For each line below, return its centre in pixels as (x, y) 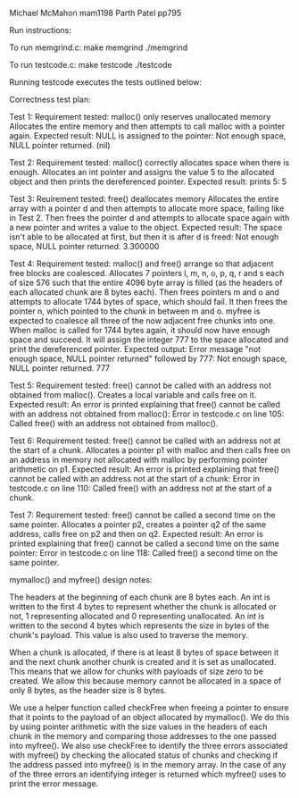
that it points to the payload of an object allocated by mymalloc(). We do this (149, 717)
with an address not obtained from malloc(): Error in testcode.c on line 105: (147, 414)
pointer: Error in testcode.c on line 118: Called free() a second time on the (144, 553)
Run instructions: (40, 30)
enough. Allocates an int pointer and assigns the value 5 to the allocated (142, 172)
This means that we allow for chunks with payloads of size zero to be (137, 671)
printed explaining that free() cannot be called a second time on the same (144, 543)
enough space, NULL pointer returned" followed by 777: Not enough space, (148, 358)
